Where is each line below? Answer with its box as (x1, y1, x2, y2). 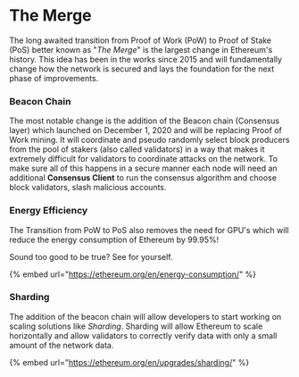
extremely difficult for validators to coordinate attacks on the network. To (9, 154, 278, 164)
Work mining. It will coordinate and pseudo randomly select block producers (9, 135, 290, 146)
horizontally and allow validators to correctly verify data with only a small (9, 330, 278, 340)
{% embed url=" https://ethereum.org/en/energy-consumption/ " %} (9, 269, 257, 280)
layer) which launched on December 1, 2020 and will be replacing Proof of (9, 125, 283, 136)
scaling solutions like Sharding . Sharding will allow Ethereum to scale (9, 321, 263, 331)
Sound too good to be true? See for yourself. (9, 251, 173, 262)
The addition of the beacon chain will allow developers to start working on (9, 311, 282, 322)
